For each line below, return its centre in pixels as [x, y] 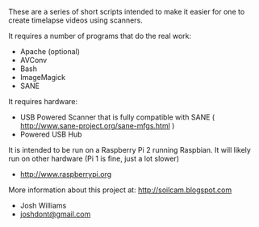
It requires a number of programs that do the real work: [100, 36]
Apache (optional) [50, 51]
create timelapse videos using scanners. [75, 20]
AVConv [33, 60]
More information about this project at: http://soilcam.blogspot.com [120, 190]
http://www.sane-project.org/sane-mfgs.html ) [97, 126]
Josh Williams [43, 206]
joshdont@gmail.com [55, 214]
